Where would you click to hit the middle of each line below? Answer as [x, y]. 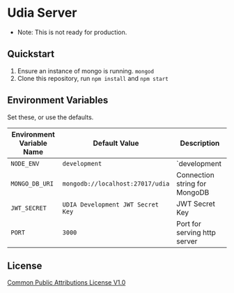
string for [192, 183]
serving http [196, 232]
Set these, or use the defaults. [50, 117]
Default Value [116, 143]
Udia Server [42, 13]
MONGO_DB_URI [32, 183]
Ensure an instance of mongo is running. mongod [86, 70]
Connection [195, 174]
